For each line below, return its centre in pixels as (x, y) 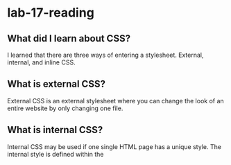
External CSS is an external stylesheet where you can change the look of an (115, 101)
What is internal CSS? (55, 130)
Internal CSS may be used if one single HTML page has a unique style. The (114, 146)
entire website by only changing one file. (65, 108)
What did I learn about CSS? (69, 38)
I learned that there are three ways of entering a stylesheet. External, (105, 55)
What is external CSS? (57, 84)
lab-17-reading (51, 13)
